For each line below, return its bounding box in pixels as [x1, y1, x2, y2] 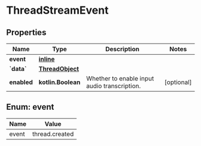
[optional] [164, 78, 192, 86]
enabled [9, 78, 33, 86]
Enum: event [6, 102, 54, 112]
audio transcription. [86, 82, 141, 90]
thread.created [32, 129, 74, 138]
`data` [9, 65, 27, 73]
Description [105, 45, 139, 53]
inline [38, 55, 55, 63]
